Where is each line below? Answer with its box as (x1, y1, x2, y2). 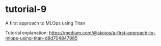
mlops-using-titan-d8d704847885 (5, 35, 78, 41)
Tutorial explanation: (5, 29, 48, 35)
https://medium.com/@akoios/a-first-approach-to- (49, 29, 156, 35)
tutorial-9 (5, 3, 47, 15)
